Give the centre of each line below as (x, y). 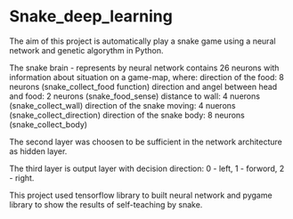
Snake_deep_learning (91, 16)
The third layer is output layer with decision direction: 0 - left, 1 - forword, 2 (147, 168)
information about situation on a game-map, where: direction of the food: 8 (147, 77)
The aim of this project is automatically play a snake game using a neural (142, 41)
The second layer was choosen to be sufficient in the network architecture (146, 142)
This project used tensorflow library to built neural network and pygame (141, 195)
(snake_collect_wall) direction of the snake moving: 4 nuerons (122, 105)
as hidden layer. (38, 151)
